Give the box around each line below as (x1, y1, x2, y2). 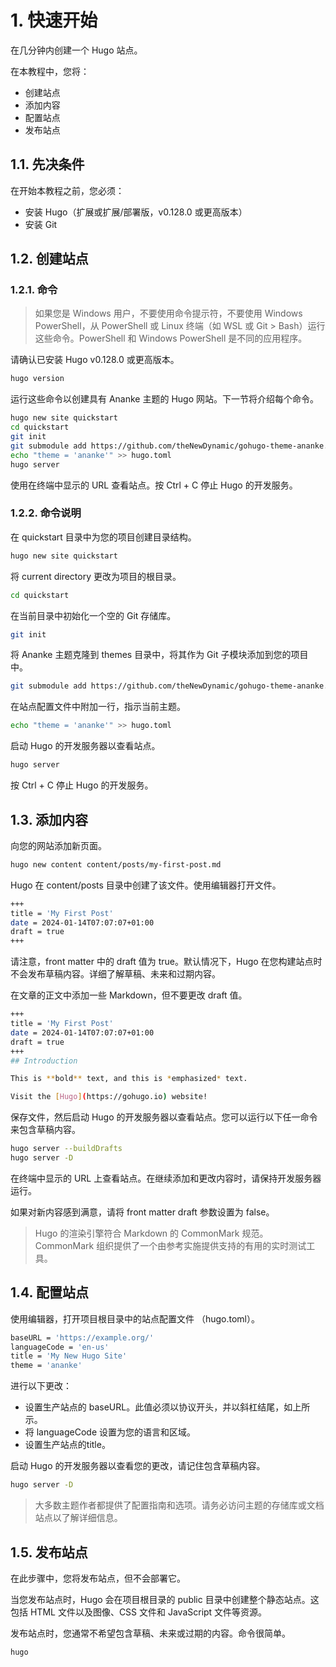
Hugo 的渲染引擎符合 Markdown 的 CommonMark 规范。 (34, 1227, 269, 1239)
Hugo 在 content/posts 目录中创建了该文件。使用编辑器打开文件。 (10, 879, 282, 891)
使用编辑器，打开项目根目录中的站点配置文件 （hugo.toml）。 (10, 1312, 260, 1325)
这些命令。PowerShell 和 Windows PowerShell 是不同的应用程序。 (34, 332, 308, 345)
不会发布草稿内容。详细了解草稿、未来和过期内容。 (10, 968, 221, 980)
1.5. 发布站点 (10, 1544, 88, 1561)
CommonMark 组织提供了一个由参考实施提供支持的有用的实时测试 (34, 1239, 307, 1251)
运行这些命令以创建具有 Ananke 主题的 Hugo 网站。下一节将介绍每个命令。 (10, 393, 320, 405)
